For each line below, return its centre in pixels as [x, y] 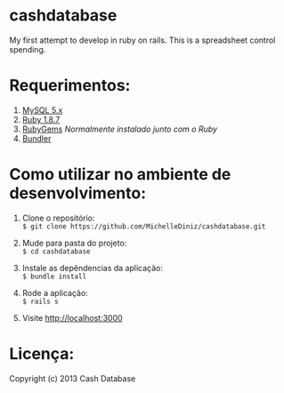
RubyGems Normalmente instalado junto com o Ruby [120, 129]
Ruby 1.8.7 [41, 119]
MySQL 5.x [42, 110]
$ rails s [41, 301]
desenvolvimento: [78, 193]
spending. [28, 49]
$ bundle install [54, 277]
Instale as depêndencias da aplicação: [92, 268]
